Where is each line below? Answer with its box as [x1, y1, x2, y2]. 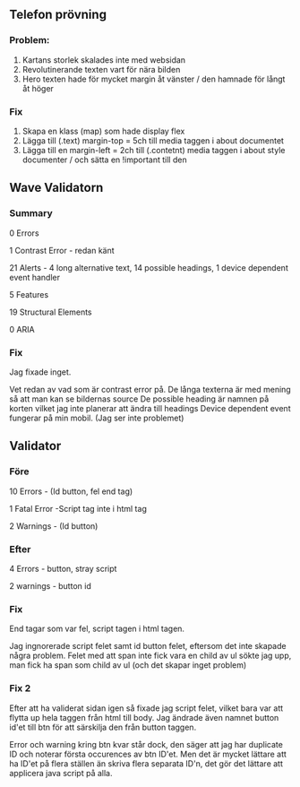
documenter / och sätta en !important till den [21, 154, 187, 165]
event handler [9, 272, 61, 282]
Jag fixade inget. [9, 367, 72, 377]
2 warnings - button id [9, 580, 91, 591]
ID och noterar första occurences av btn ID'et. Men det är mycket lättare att [9, 748, 287, 759]
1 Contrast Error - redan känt [9, 245, 115, 255]
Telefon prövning [9, 7, 107, 22]
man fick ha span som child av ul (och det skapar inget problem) [9, 660, 247, 670]
